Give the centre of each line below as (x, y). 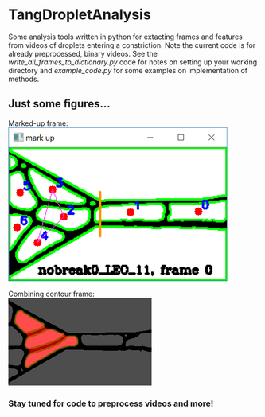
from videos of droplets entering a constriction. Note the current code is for (132, 45)
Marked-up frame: (39, 123)
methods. (24, 79)
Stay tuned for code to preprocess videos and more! (111, 403)
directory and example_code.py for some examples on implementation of (128, 70)
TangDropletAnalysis (80, 15)
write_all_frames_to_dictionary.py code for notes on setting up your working (133, 62)
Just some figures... (59, 104)
